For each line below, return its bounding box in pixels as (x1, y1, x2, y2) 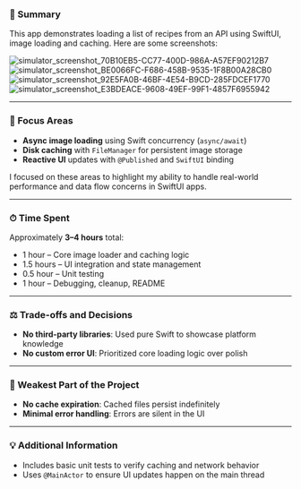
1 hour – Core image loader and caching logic (21, 249, 190, 260)
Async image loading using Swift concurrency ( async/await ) (21, 134, 247, 146)
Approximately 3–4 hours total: (9, 232, 125, 243)
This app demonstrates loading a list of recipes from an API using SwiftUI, (9, 29, 282, 39)
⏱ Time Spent (9, 211, 70, 224)
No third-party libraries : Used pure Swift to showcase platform (21, 329, 257, 339)
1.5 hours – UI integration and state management (21, 259, 202, 270)
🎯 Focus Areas (9, 115, 73, 127)
